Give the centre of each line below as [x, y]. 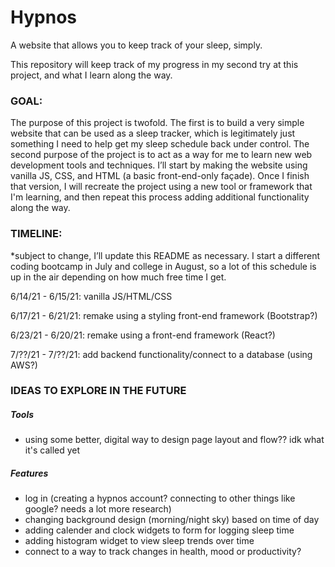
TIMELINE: [36, 234]
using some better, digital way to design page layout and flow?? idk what [174, 440]
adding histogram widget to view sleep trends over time [139, 541]
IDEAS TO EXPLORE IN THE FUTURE [98, 391]
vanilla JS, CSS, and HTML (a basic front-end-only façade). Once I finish [160, 176]
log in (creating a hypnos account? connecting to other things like [160, 498]
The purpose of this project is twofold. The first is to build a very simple [157, 123]
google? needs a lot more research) [98, 509]
